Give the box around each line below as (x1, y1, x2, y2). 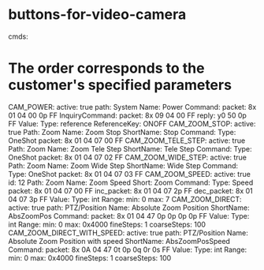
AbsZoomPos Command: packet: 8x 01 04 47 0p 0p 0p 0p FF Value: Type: (8, 211, 250, 220)
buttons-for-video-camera (8, 6, 187, 24)
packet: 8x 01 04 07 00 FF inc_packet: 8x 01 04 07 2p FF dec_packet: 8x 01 (8, 186, 254, 195)
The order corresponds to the (8, 59, 205, 77)
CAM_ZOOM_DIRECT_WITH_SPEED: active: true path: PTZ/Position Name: (8, 227, 248, 238)
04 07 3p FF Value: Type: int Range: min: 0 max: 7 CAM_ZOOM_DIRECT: (8, 194, 242, 204)
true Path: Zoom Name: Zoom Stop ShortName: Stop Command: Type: (8, 127, 236, 137)
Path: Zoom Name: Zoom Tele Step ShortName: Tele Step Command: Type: (8, 144, 252, 153)
